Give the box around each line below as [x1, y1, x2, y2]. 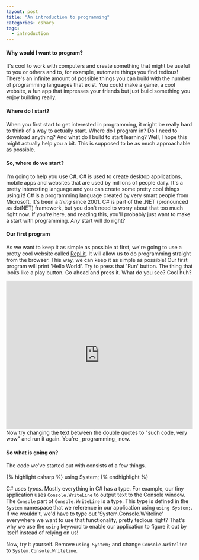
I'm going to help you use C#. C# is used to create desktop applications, [6, 173, 182, 180]
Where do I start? [6, 107, 50, 115]
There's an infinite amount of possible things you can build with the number [6, 75, 191, 82]
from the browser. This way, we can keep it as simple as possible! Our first [6, 256, 188, 263]
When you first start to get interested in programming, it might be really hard [6, 121, 192, 128]
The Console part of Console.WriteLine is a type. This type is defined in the [6, 498, 189, 505]
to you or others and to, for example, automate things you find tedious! [6, 69, 179, 76]
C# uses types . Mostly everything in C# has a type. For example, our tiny [6, 485, 184, 492]
